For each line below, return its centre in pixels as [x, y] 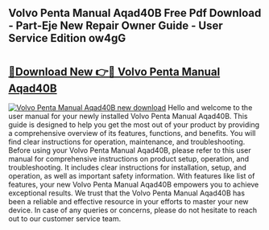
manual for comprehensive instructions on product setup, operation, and [129, 159]
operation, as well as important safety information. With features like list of [132, 176]
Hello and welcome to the [210, 107]
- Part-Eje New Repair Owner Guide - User [116, 26]
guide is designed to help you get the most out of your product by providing [134, 125]
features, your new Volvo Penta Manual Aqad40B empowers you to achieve [134, 185]
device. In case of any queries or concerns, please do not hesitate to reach [133, 210]
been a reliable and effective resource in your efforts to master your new [128, 201]
